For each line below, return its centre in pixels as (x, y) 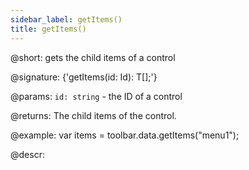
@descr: (27, 154)
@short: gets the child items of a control (93, 57)
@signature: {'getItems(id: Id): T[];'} (84, 77)
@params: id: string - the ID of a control (96, 96)
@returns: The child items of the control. (93, 115)
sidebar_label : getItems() (66, 19)
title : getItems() (48, 29)
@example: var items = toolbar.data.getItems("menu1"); (125, 135)
